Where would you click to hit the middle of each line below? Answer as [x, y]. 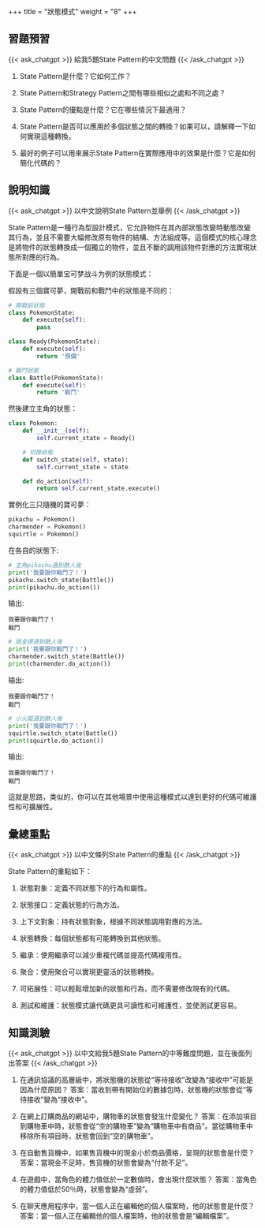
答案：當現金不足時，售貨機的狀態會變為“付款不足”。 [106, 1163]
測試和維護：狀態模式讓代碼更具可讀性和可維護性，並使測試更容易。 [130, 1006]
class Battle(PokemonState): [56, 378]
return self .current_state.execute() [98, 489]
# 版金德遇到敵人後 [35, 642]
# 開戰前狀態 [26, 305]
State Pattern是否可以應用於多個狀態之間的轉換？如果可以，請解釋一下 [134, 126]
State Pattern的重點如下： [50, 872]
